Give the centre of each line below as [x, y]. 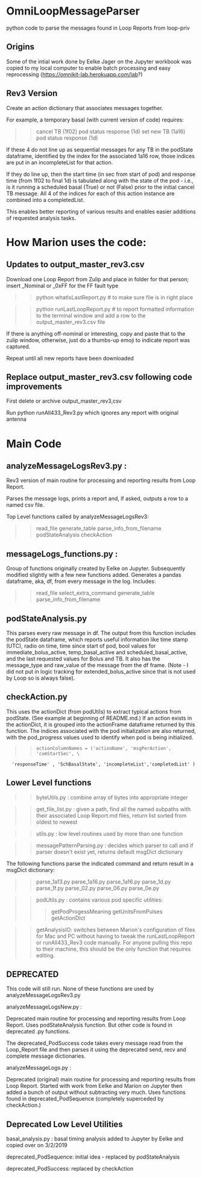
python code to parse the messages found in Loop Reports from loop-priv [98, 28]
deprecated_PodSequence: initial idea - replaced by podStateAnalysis [93, 1157]
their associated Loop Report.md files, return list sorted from [111, 815]
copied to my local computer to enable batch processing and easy [88, 68]
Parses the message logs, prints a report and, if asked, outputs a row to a [97, 499]
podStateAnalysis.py [47, 618]
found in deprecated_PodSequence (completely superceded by [85, 1099]
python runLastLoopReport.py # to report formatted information [115, 309]
